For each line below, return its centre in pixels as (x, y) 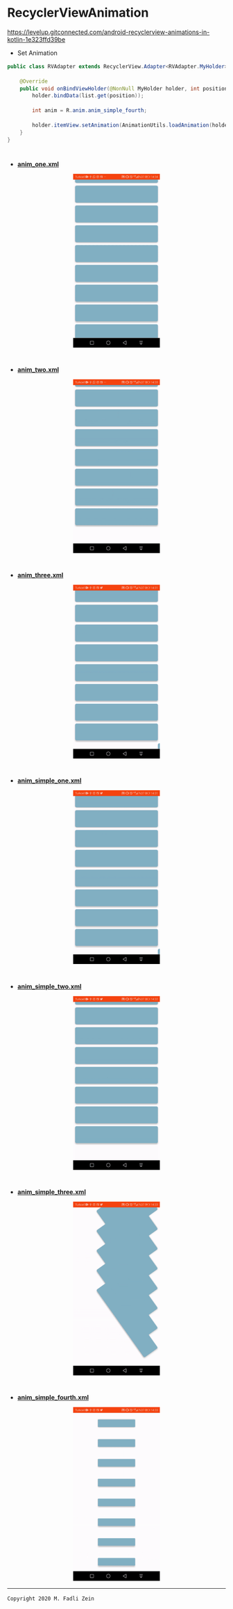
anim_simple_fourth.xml (53, 1397)
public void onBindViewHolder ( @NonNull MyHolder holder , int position (124, 88)
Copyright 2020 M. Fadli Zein (51, 1599)
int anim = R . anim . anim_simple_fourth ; (90, 111)
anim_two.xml (38, 369)
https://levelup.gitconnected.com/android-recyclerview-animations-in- (109, 32)
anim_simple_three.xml (52, 1192)
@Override (34, 81)
